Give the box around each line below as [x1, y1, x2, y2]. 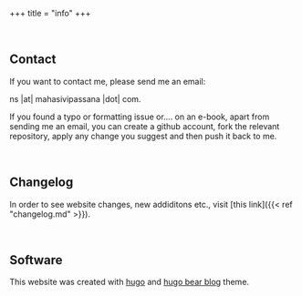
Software [9, 252, 63, 268]
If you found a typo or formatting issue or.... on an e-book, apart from [9, 111, 270, 122]
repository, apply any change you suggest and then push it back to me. [9, 130, 277, 141]
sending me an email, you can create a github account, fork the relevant [9, 120, 280, 131]
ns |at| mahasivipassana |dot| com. [9, 93, 141, 104]
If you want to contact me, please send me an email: [9, 76, 206, 87]
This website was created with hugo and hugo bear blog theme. [9, 277, 249, 288]
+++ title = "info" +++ [9, 8, 91, 18]
